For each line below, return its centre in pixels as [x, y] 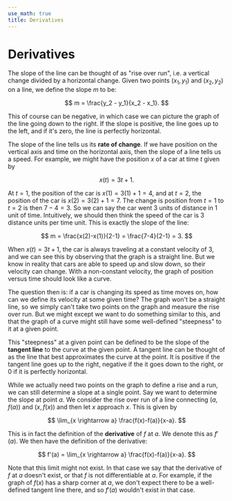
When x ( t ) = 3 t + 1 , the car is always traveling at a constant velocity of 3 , [111, 249]
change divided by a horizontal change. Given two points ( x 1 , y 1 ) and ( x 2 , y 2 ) [116, 82]
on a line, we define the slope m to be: [62, 90]
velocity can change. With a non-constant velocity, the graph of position [110, 272]
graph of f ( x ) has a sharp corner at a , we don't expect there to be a [103, 483]
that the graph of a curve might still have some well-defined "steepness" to [115, 321]
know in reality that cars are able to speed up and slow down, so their [107, 264]
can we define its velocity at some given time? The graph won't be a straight [116, 300]
